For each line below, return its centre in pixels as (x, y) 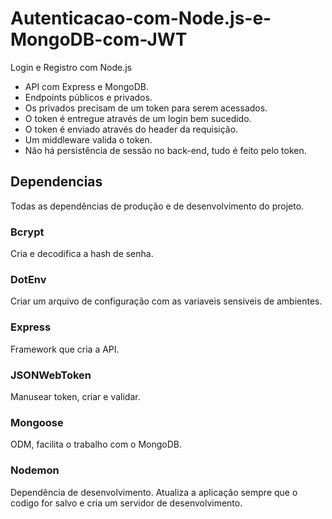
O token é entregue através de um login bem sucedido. (138, 118)
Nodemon (35, 470)
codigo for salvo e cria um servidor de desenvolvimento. (126, 503)
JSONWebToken (51, 375)
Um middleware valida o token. (88, 139)
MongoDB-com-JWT (99, 39)
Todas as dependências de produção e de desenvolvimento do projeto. (157, 206)
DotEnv (28, 279)
